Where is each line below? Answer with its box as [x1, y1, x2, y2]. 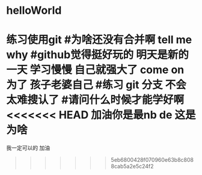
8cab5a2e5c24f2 [111, 163, 155, 170]
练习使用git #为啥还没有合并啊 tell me [6, 33, 192, 47]
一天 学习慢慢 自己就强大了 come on [6, 63, 185, 77]
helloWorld [6, 4, 62, 17]
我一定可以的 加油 [6, 144, 50, 152]
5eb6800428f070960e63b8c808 [111, 156, 194, 164]
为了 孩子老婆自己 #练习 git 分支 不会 [6, 78, 186, 92]
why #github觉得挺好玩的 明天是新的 [6, 48, 189, 62]
